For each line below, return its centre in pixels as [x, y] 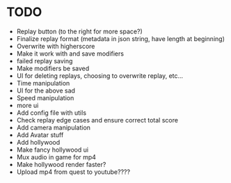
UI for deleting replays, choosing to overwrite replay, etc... [100, 75]
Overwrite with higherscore [56, 46]
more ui [27, 105]
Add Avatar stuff [40, 135]
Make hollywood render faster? [61, 164]
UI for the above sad [46, 90]
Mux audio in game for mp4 [56, 157]
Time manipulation [43, 83]
